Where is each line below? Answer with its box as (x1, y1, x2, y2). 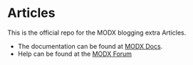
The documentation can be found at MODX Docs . (17, 42, 163, 50)
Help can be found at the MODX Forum (17, 49, 132, 58)
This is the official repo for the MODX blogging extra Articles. (7, 28, 187, 37)
